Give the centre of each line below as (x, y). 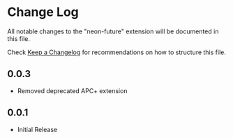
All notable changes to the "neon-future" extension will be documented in (113, 31)
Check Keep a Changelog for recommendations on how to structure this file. (117, 52)
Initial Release (37, 129)
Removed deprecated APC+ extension (72, 90)
